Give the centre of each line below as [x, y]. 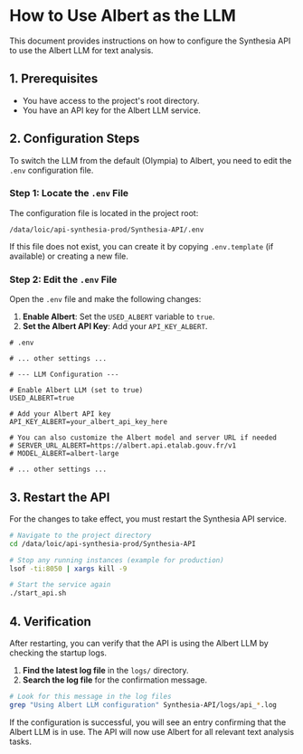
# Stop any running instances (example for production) [117, 560]
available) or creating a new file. [69, 256]
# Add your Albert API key [60, 414]
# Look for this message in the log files [90, 697]
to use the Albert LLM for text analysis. [81, 50]
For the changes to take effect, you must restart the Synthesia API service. [148, 518]
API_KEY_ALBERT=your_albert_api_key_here [89, 422]
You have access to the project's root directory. [111, 100]
